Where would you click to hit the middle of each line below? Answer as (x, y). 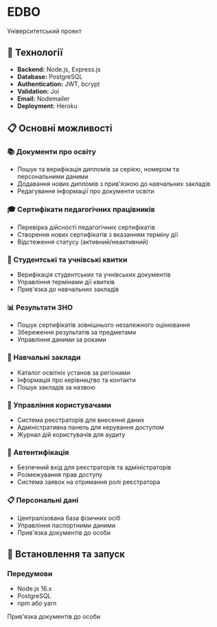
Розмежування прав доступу (60, 475)
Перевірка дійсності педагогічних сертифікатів (86, 227)
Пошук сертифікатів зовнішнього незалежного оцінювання (103, 325)
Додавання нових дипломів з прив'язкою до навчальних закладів (114, 184)
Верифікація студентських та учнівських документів (94, 275)
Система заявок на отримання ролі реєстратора (89, 482)
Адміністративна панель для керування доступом (91, 427)
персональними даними (53, 177)
